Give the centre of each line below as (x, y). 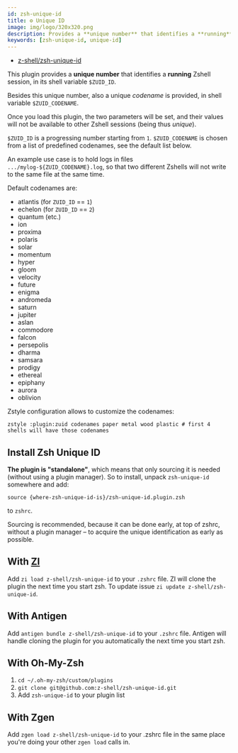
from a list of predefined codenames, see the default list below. (100, 145)
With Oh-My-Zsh (46, 663)
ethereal (30, 375)
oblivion (29, 398)
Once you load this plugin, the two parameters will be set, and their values (115, 117)
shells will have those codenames (58, 431)
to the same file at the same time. (56, 174)
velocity (29, 277)
